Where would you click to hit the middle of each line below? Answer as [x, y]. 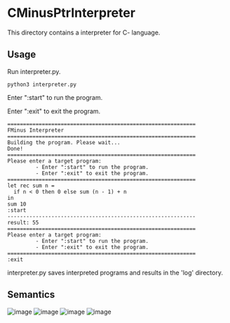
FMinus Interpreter [36, 130]
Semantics [31, 294]
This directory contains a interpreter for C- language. [84, 32]
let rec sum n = [31, 185]
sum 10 [17, 204]
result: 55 [23, 222]
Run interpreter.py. [34, 71]
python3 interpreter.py [42, 84]
